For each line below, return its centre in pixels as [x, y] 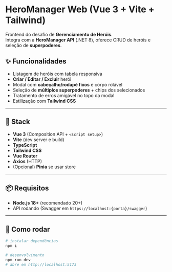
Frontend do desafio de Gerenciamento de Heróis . [59, 34]
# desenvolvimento [25, 255]
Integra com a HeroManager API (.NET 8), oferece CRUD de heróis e [78, 40]
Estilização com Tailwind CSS [44, 101]
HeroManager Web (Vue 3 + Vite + [80, 9]
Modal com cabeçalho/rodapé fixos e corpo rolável [68, 84]
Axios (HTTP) [27, 161]
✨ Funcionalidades [36, 62]
